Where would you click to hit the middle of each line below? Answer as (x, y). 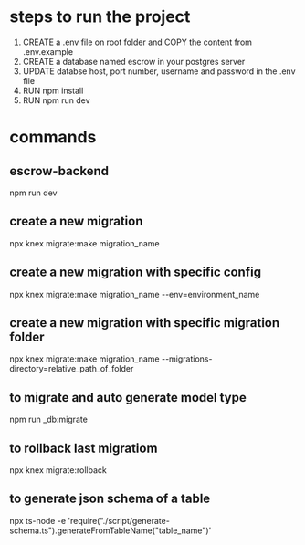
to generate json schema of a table (110, 499)
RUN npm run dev (56, 100)
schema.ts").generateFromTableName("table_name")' (110, 530)
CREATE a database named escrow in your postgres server (134, 61)
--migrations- (187, 359)
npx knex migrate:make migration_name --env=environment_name (135, 294)
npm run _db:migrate (49, 419)
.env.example (48, 51)
